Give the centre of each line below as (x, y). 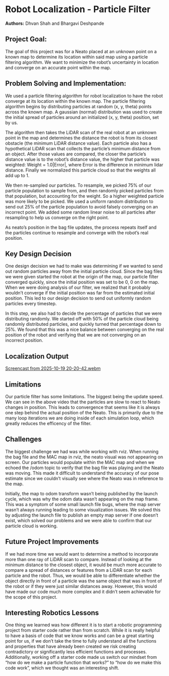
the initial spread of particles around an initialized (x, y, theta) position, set (82, 117)
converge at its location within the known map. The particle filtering (75, 101)
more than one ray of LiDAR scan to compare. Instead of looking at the (78, 559)
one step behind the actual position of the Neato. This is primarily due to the (84, 413)
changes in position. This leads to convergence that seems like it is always (83, 407)
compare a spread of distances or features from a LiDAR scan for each (79, 570)
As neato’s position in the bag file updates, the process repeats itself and (81, 227)
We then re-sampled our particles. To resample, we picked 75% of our (78, 185)
